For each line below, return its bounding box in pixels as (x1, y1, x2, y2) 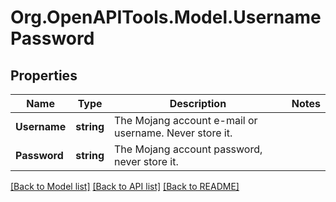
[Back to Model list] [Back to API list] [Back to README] (10, 181, 240, 192)
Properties (10, 67, 78, 84)
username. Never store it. (114, 126, 233, 140)
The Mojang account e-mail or (114, 114, 258, 127)
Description (169, 97, 227, 110)
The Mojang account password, (114, 142, 263, 156)
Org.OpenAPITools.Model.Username (10, 6, 322, 29)
